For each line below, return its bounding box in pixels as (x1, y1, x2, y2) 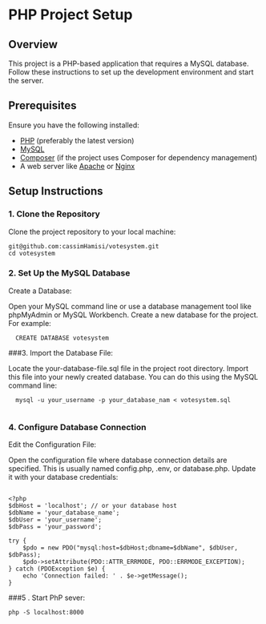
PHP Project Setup (8, 6, 133, 24)
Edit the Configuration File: (8, 440, 97, 449)
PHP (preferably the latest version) (19, 135, 135, 145)
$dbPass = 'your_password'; (8, 523, 103, 531)
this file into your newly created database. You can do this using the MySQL (8, 372, 259, 381)
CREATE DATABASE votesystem (15, 334, 110, 342)
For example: (8, 318, 52, 328)
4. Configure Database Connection (8, 421, 147, 433)
